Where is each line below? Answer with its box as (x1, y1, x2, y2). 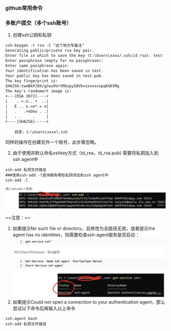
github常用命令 (5, 4, 43, 11)
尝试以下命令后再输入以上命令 (12, 305, 75, 311)
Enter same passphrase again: (5, 63, 70, 69)
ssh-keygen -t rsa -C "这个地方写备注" (5, 43, 84, 48)
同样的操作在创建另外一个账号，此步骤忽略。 (5, 139, 99, 145)
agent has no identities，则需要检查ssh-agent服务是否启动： (12, 231, 140, 238)
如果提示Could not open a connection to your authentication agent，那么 (12, 299, 165, 305)
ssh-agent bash (5, 316, 38, 321)
